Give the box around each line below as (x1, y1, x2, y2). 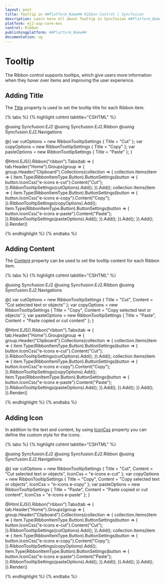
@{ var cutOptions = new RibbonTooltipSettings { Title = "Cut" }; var (5, 138, 143, 144)
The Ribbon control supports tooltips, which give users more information (5, 72, 152, 78)
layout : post (5, 7, 32, 12)
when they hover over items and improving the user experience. (5, 77, 135, 83)
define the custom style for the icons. (5, 432, 81, 438)
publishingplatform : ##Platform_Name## (5, 30, 87, 35)
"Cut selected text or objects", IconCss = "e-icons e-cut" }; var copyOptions (5, 471, 160, 477)
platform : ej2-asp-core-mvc (5, 21, 63, 26)
